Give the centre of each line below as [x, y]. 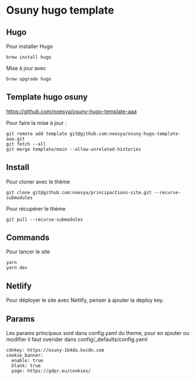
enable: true [27, 361]
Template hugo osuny [47, 97]
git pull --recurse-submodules [45, 220]
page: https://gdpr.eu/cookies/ [51, 371]
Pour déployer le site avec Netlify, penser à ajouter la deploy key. [85, 300]
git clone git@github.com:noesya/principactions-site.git [79, 192]
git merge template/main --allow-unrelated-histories [74, 149]
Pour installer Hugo [30, 46]
